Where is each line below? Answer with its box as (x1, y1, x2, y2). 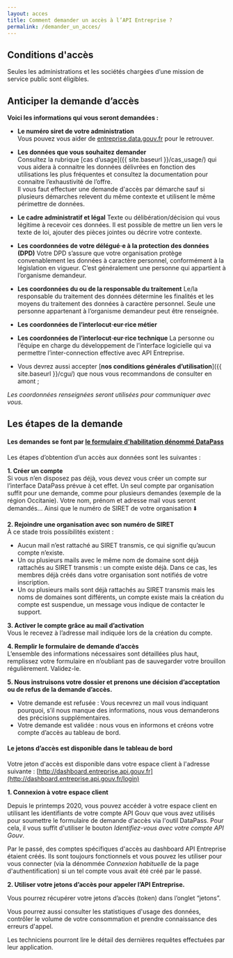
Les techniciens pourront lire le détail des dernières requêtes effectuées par (7, 935, 225, 944)
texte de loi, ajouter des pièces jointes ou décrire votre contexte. (17, 228, 202, 236)
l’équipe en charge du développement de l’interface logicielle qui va (17, 341, 212, 349)
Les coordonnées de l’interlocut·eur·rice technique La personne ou (17, 334, 214, 342)
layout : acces (7, 10, 49, 17)
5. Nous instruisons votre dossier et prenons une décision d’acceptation (7, 677, 220, 686)
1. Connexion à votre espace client (7, 788, 109, 796)
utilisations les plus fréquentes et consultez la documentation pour (17, 170, 209, 178)
